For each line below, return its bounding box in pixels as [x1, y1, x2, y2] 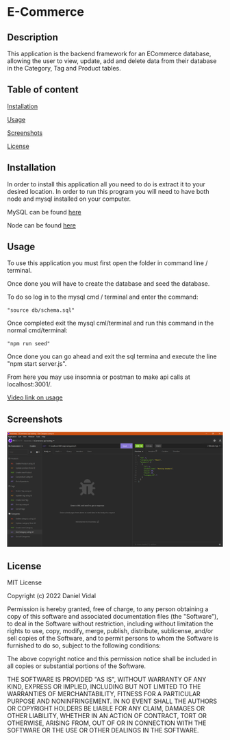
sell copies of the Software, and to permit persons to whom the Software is [7, 634, 219, 643]
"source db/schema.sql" [7, 307, 75, 314]
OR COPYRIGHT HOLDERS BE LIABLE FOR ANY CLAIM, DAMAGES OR [7, 704, 205, 713]
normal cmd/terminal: [7, 326, 68, 334]
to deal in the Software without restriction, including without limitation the [7, 619, 214, 628]
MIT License [7, 578, 42, 587]
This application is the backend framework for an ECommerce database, [7, 49, 212, 58]
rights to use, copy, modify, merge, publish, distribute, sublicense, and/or [7, 627, 214, 635]
